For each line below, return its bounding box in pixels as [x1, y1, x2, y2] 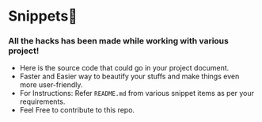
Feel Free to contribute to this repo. [19, 105, 135, 115]
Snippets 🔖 [8, 7, 78, 25]
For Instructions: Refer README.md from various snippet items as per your [19, 89, 255, 98]
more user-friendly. [19, 80, 83, 90]
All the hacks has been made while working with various [8, 36, 230, 47]
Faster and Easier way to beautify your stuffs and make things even [19, 71, 240, 82]
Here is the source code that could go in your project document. [19, 63, 230, 73]
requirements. [19, 97, 66, 106]
